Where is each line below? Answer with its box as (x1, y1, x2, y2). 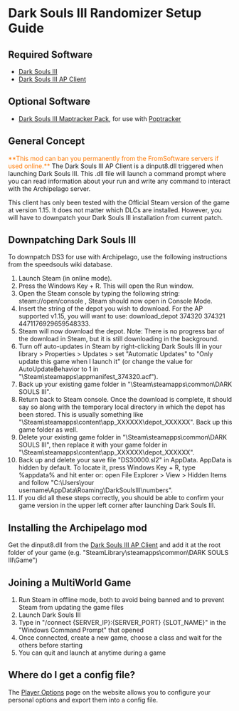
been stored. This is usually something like (18, 410, 144, 419)
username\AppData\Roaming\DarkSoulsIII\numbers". (18, 486, 174, 494)
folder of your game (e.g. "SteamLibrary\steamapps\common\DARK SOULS (8, 549, 229, 557)
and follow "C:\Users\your (18, 479, 95, 487)
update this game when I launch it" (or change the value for (18, 358, 193, 366)
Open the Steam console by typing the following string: (18, 289, 181, 298)
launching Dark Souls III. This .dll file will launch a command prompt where (8, 169, 226, 177)
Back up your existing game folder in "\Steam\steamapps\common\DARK (18, 380, 233, 389)
